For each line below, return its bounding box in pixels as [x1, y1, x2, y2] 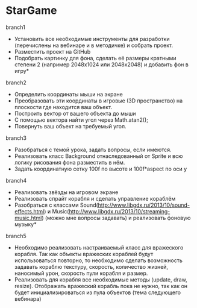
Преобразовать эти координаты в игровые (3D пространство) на [14, 97, 183, 104]
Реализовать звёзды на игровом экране [14, 188, 119, 196]
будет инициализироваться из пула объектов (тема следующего [14, 289, 181, 296]
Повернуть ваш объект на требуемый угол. [14, 122, 127, 130]
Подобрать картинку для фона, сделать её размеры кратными [14, 54, 177, 61]
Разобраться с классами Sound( [14, 201, 99, 209]
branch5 [5, 232, 27, 239]
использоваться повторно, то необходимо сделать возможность [14, 257, 183, 264]
